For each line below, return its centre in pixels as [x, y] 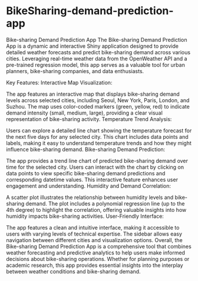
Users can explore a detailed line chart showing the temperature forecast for [99, 130]
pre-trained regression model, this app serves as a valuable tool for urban [96, 65]
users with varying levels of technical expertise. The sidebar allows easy [94, 234]
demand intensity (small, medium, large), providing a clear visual [85, 113]
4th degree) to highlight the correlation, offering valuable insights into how [96, 210]
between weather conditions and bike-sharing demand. [73, 271]
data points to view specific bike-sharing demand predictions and [86, 173]
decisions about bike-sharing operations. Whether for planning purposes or [98, 259]
